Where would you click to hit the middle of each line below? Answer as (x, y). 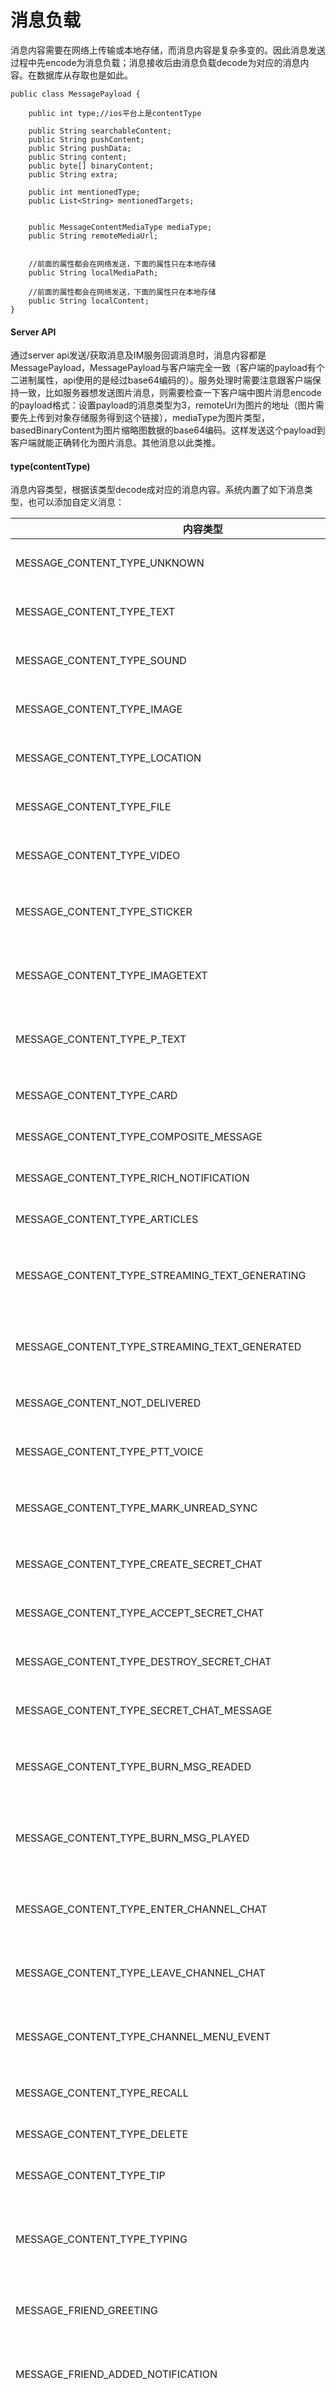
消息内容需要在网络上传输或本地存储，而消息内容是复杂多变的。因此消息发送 (168, 50)
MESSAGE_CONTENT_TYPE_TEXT (95, 612)
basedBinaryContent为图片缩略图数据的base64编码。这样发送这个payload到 (168, 430)
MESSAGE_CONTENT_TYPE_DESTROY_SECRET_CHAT (143, 1662)
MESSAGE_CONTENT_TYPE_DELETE (102, 2134)
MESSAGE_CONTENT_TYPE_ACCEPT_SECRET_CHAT (140, 1613)
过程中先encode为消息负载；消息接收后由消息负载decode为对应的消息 (155, 62)
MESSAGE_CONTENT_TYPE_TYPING (101, 2239)
